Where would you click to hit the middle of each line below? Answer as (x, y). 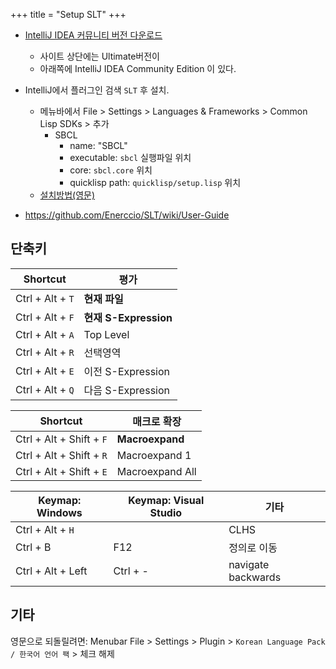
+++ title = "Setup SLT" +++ (68, 14)
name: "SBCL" (98, 145)
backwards (255, 577)
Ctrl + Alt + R (45, 352)
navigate (249, 564)
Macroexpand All (156, 471)
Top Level (106, 334)
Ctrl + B (33, 547)
